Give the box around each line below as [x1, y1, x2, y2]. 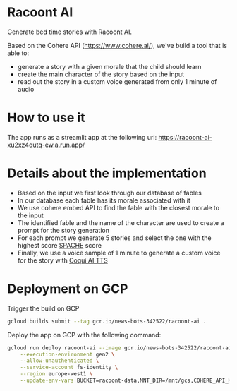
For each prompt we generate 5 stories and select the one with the [17, 234, 212, 242]
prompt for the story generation [17, 226, 109, 234]
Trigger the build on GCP [7, 304, 80, 313]
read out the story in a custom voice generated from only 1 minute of [17, 77, 217, 85]
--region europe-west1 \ [20, 371, 93, 378]
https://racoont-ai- [158, 133, 213, 141]
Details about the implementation [7, 165, 207, 181]
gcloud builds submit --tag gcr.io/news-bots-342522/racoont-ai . [7, 318, 207, 325]
